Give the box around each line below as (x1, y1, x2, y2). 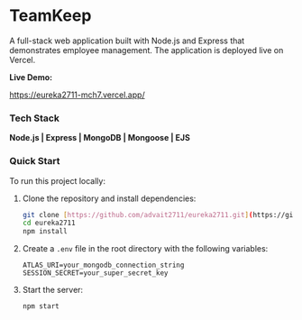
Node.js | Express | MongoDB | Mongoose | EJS (9, 133, 191, 143)
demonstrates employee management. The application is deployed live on (9, 44, 284, 55)
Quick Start (9, 155, 60, 168)
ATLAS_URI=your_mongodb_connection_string (22, 261, 185, 270)
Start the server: (22, 285, 84, 296)
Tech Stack (9, 112, 60, 124)
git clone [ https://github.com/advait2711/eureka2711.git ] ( (22, 210, 253, 219)
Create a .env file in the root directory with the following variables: (22, 243, 269, 254)
